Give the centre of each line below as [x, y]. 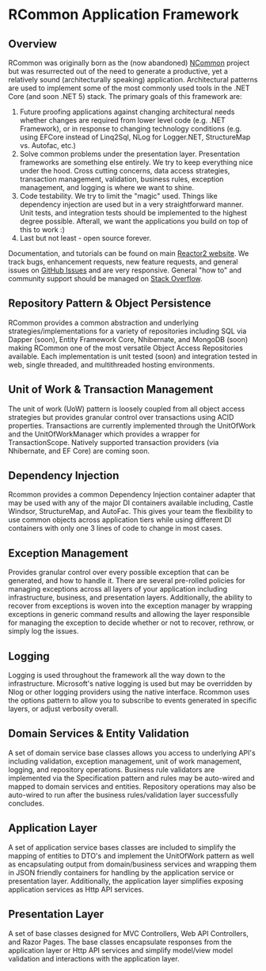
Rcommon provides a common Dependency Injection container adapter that [132, 495]
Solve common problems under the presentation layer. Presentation [129, 154]
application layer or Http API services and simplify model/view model [121, 950]
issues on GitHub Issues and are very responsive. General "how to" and [125, 270]
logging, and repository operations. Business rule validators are [112, 769]
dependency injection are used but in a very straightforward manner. [131, 204]
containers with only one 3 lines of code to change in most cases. [116, 528]
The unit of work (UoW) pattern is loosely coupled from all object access [127, 409]
